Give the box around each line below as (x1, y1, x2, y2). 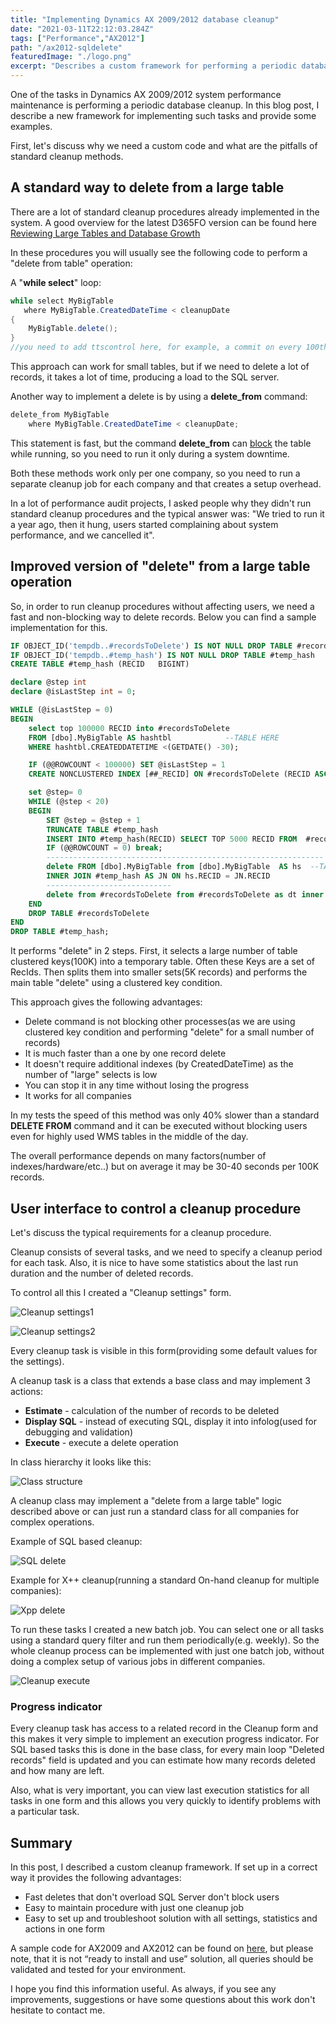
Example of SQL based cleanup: (10, 1535, 143, 1547)
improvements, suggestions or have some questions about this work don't (10, 1994, 316, 2006)
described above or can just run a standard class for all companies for (10, 1505, 300, 1517)
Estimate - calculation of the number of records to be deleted (24, 1404, 280, 1416)
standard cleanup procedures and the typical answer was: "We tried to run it (10, 507, 325, 520)
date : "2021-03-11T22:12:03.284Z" (10, 24, 155, 34)
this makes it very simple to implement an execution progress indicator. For (10, 1733, 320, 1745)
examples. (10, 121, 53, 132)
